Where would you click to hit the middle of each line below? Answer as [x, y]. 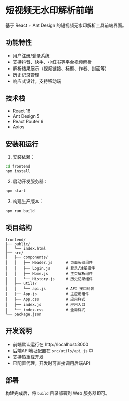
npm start [16, 191]
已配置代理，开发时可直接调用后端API [51, 363]
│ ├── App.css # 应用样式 [45, 299]
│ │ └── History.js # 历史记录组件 [49, 279]
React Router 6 [28, 121]
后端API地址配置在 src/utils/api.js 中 [53, 350]
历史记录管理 [26, 75]
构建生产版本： [28, 201]
